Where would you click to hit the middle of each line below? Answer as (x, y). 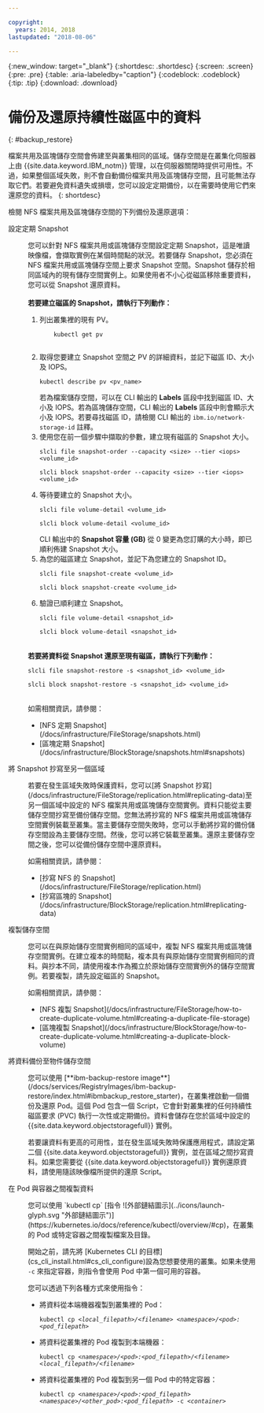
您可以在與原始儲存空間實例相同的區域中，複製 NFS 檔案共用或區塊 (136, 947)
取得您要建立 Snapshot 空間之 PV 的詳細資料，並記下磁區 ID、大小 (147, 357)
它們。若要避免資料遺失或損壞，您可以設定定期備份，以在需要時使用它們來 (135, 185)
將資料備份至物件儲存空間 (49, 1061)
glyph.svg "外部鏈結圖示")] (71, 1215)
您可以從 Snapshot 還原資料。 (76, 285)
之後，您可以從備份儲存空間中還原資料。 (100, 844)
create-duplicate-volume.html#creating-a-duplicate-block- (135, 1037)
